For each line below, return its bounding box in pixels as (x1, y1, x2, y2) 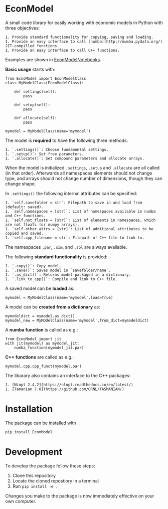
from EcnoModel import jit (5, 336, 62, 342)
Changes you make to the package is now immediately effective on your (5, 492, 154, 499)
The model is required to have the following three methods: (5, 137, 128, 143)
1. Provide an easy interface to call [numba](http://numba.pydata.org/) (5, 39, 163, 44)
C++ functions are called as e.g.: (5, 354, 74, 360)
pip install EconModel (5, 429, 53, 434)
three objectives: (5, 25, 40, 31)
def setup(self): (14, 102, 51, 107)
